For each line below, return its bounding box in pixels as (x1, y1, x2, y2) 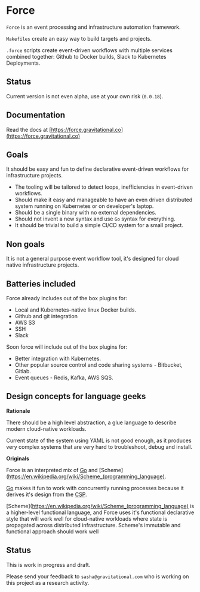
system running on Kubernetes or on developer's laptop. (14, 203, 154, 210)
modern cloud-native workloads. (6, 425, 87, 432)
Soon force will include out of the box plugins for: (6, 343, 128, 351)
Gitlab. (14, 368, 32, 374)
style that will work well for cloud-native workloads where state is (6, 515, 168, 522)
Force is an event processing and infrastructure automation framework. (6, 23, 181, 31)
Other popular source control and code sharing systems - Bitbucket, (14, 361, 183, 369)
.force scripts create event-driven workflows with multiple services (6, 46, 173, 54)
